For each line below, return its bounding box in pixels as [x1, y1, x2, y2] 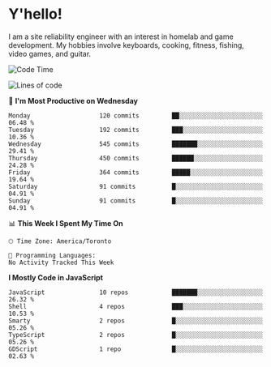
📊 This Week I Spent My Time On [8, 218, 123, 228]
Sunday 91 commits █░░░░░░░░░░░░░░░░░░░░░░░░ [8, 196, 264, 205]
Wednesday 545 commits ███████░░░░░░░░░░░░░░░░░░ [8, 139, 264, 148]
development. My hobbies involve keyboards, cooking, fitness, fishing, [8, 40, 245, 49]
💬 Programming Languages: [8, 251, 96, 259]
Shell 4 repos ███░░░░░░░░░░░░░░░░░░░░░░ [8, 302, 264, 310]
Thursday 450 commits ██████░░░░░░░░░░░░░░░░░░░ [8, 154, 264, 162]
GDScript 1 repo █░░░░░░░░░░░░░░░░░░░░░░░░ [8, 345, 264, 353]
